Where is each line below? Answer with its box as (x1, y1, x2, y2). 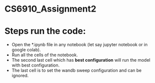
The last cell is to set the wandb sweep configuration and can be (11, 67, 142, 73)
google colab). (11, 47, 41, 53)
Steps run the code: (4, 26, 86, 37)
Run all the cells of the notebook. (11, 52, 78, 58)
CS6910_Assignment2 (4, 3, 97, 15)
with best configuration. (11, 62, 59, 68)
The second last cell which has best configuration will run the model (11, 57, 151, 63)
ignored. (11, 73, 29, 79)
